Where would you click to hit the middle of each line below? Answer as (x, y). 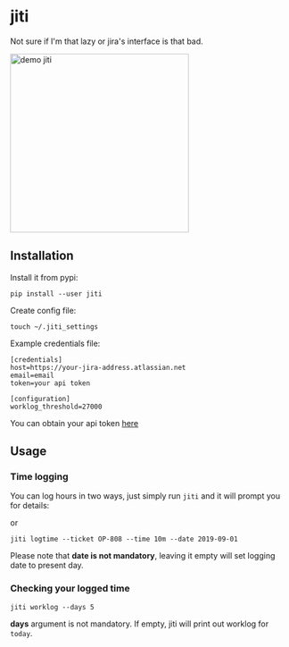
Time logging (39, 477)
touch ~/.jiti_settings (54, 327)
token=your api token (50, 383)
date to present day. (47, 566)
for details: (30, 506)
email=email (32, 375)
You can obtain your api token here (74, 423)
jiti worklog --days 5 (52, 607)
